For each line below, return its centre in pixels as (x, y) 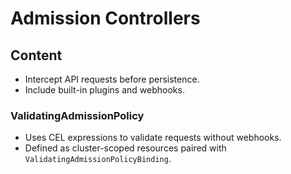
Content (36, 55)
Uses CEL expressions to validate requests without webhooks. (153, 138)
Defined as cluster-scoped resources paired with (125, 148)
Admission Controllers (105, 18)
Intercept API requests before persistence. (112, 79)
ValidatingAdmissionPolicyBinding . (98, 159)
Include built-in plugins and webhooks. (104, 90)
